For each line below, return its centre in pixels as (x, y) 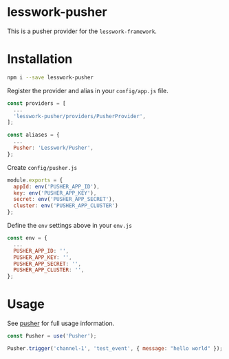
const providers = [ (37, 103)
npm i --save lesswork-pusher (51, 77)
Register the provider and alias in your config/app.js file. (88, 90)
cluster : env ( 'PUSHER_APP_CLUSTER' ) (66, 206)
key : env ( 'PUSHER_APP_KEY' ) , (55, 193)
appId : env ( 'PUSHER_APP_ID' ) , (56, 186)
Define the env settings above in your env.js (70, 225)
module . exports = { (35, 180)
